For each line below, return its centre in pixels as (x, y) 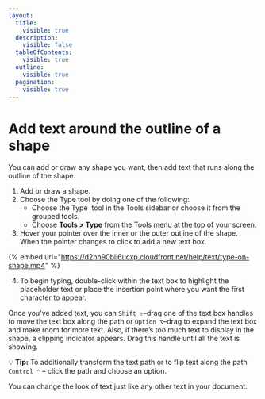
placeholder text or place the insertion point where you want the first (132, 290)
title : (26, 23)
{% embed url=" (35, 257)
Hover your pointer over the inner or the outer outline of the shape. (129, 233)
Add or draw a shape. (55, 191)
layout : (21, 15)
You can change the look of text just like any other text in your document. (128, 386)
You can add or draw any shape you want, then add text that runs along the (131, 167)
